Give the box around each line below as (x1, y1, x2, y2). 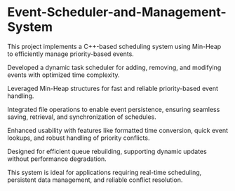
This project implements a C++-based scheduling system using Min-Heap (7, 42, 222, 50)
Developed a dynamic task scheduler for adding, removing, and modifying (7, 63, 222, 71)
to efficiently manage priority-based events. (7, 50, 135, 58)
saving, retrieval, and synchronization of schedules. (7, 113, 156, 121)
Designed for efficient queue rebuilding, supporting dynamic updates (7, 147, 207, 155)
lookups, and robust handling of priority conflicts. (7, 134, 150, 142)
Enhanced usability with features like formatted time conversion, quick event (7, 126, 228, 134)
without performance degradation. (7, 155, 107, 163)
